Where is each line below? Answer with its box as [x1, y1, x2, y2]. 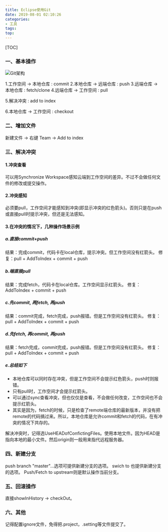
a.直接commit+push [5, 236, 48, 242]
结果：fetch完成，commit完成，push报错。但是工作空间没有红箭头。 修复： [5, 344, 161, 350]
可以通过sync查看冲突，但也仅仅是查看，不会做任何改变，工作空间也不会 [12, 394, 163, 401]
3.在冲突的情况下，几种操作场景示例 [5, 223, 80, 229]
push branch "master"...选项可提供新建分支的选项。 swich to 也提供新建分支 [5, 463, 161, 469]
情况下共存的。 [21, 420, 52, 426]
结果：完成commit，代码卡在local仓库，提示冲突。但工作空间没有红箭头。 [5, 249, 157, 255]
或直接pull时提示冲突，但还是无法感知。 [5, 211, 87, 217]
